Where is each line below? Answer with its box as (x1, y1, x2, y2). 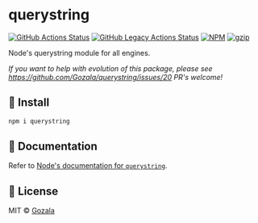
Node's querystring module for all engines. (8, 48, 151, 57)
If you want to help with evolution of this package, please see (8, 63, 213, 74)
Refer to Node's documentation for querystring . (8, 161, 168, 170)
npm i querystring (8, 117, 70, 125)
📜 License (8, 184, 59, 198)
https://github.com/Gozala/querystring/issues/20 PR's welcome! (8, 72, 223, 82)
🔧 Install (8, 95, 50, 110)
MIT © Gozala (8, 206, 55, 216)
